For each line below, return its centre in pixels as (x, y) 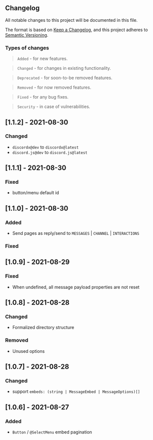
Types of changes (27, 48)
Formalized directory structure (43, 328)
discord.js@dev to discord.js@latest (50, 152)
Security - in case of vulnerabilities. (54, 107)
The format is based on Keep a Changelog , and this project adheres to (76, 30)
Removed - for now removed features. (54, 87)
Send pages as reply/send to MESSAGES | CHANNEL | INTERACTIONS (76, 233)
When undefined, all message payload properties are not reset (76, 287)
